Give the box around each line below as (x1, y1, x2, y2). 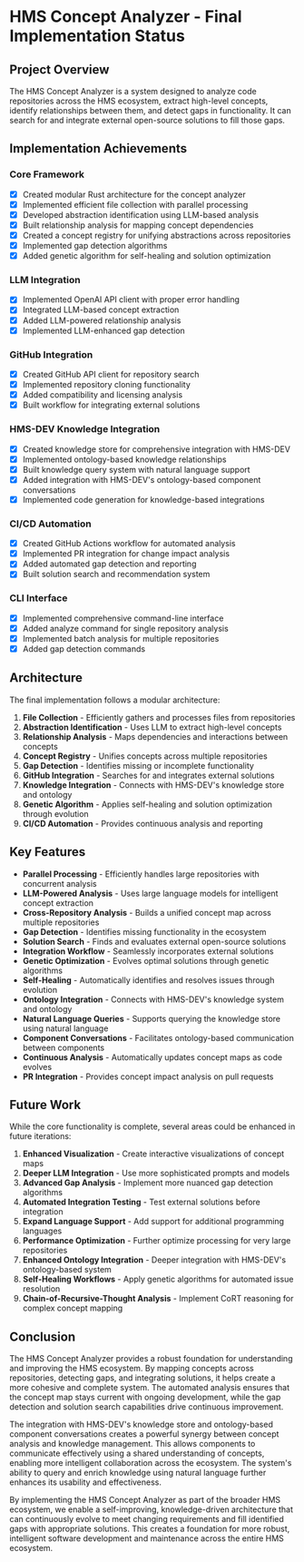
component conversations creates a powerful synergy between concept (9, 1429, 279, 1439)
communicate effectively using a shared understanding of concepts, (9, 1448, 265, 1459)
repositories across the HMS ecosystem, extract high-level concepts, (9, 95, 269, 106)
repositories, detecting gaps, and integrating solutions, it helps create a (9, 1372, 276, 1383)
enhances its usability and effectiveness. (9, 1477, 162, 1488)
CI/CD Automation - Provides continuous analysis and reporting (22, 818, 263, 829)
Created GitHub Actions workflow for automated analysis (22, 538, 236, 549)
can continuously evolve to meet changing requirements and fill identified (9, 1514, 284, 1525)
